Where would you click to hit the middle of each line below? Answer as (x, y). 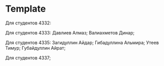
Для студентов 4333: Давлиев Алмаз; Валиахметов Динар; (70, 32)
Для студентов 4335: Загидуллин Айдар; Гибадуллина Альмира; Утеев (82, 42)
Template (25, 9)
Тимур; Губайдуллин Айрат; (35, 48)
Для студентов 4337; (28, 58)
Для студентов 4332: (28, 23)
